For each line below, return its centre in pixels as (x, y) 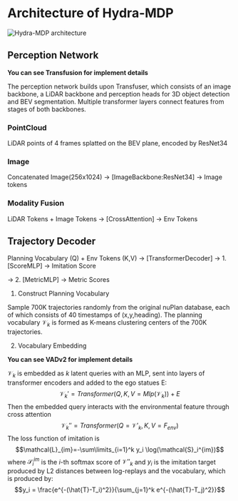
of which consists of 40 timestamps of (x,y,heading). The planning (105, 315)
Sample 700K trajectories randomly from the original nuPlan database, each (119, 308)
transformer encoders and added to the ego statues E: (87, 383)
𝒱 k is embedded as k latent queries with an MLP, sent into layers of (106, 374)
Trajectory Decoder (52, 242)
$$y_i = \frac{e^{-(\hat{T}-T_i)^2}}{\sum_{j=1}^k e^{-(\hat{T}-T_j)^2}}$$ (120, 490)
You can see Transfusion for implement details (78, 72)
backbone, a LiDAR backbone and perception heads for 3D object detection (119, 93)
